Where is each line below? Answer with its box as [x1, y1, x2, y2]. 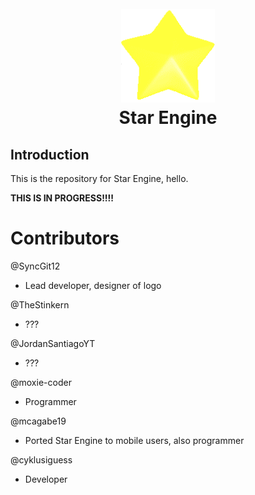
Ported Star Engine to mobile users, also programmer [24, 434, 245, 446]
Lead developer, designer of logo [24, 279, 162, 291]
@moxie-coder [10, 376, 72, 388]
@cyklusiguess [10, 453, 73, 466]
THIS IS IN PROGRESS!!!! [10, 192, 115, 204]
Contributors [10, 227, 120, 250]
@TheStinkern [10, 298, 70, 311]
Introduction [10, 146, 90, 163]
